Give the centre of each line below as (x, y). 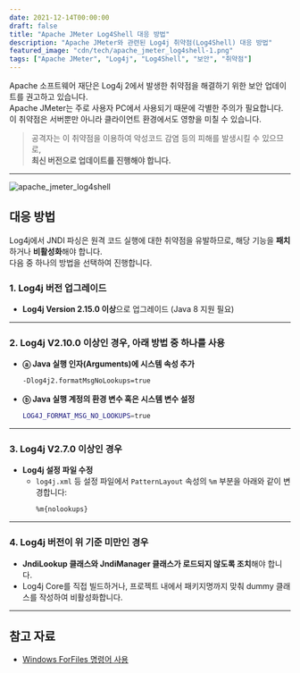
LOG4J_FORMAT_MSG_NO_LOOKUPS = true (86, 416)
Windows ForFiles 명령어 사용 (75, 660)
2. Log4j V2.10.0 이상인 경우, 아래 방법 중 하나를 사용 (117, 343)
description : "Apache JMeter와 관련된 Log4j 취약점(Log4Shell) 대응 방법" (141, 42)
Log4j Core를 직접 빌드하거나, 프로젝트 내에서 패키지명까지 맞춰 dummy (148, 585)
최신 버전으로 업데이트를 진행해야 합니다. (101, 160)
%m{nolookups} (62, 509)
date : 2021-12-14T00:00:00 (59, 17)
